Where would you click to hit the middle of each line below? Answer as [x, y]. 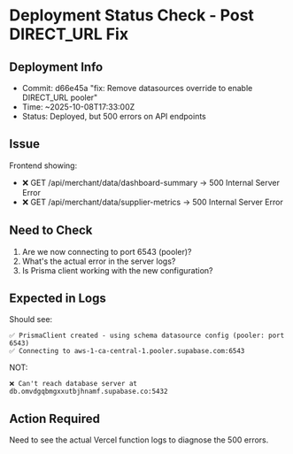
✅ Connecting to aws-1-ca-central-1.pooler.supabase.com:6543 [127, 351]
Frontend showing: [43, 165]
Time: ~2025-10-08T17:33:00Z [78, 107]
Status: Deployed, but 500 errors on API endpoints [114, 116]
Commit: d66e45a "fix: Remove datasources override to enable [137, 88]
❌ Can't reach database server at [73, 384]
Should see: [31, 319]
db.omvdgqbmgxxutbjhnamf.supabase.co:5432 [89, 392]
